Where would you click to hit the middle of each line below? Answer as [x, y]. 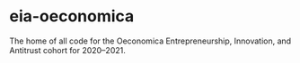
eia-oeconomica [72, 16]
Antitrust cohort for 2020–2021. [67, 50]
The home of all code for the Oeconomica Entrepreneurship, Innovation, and [150, 41]
